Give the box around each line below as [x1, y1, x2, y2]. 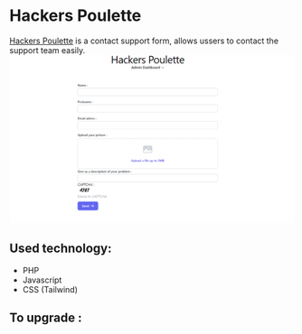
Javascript [22, 274, 62, 285]
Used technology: [9, 241, 112, 256]
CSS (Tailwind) [22, 283, 79, 294]
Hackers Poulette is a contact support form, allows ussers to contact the [9, 35, 278, 46]
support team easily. [9, 44, 86, 55]
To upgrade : [9, 310, 82, 325]
